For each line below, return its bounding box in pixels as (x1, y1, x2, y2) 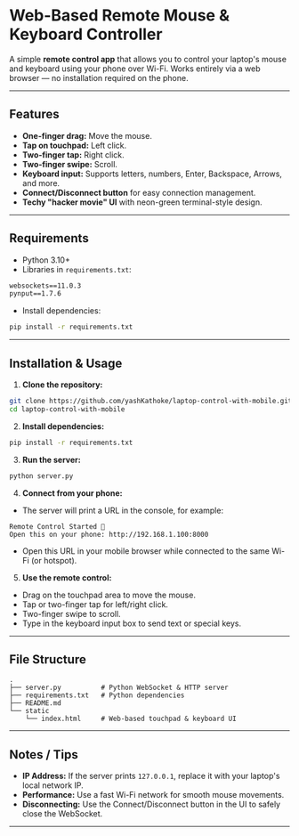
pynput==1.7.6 (9, 289, 62, 298)
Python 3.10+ (21, 255, 71, 265)
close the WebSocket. (21, 808, 103, 819)
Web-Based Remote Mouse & (9, 5, 230, 26)
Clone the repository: (21, 379, 103, 390)
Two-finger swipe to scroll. (21, 608, 122, 619)
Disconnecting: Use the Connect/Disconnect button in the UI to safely (21, 799, 281, 810)
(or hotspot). (30, 555, 77, 565)
